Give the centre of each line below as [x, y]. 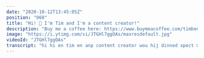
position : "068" [27, 18]
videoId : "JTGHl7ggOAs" [36, 40]
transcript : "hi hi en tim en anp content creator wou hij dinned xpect [100, 46]
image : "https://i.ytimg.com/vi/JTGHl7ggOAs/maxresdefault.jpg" [89, 34]
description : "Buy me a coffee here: [54, 29]
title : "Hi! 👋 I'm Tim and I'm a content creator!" [73, 23]
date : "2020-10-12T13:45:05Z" [45, 12]
